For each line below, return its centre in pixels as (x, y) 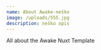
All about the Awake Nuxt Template (50, 41)
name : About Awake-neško (38, 12)
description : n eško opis (38, 23)
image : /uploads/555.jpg (38, 18)
